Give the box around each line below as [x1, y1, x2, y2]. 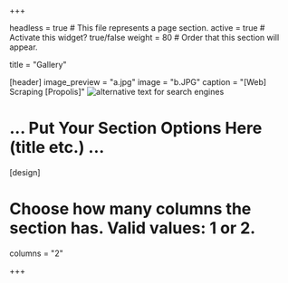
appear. [9, 42, 38, 52]
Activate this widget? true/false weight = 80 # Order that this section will [9, 33, 280, 42]
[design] [9, 166, 41, 177]
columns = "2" [9, 248, 63, 259]
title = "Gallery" [9, 60, 67, 70]
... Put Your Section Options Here [9, 118, 263, 138]
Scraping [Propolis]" [9, 87, 86, 97]
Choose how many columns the [9, 199, 252, 220]
